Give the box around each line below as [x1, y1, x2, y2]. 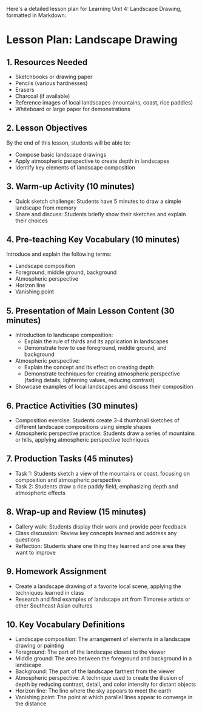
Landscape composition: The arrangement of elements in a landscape [15, 635, 190, 643]
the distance [15, 700, 47, 707]
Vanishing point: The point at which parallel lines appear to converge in [15, 694, 193, 701]
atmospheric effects [15, 489, 66, 496]
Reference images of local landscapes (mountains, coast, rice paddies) [15, 99, 193, 106]
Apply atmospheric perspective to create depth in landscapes [15, 157, 170, 165]
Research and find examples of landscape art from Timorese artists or [15, 595, 190, 603]
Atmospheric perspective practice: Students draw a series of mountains [15, 430, 195, 437]
